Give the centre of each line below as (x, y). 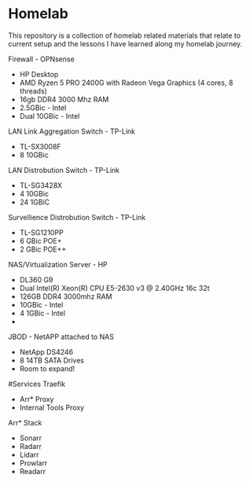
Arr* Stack (25, 422)
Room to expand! (47, 368)
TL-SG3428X (41, 185)
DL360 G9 (36, 279)
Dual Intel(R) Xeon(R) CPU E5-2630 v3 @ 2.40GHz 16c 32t (114, 288)
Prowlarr (33, 463)
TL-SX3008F (40, 146)
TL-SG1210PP (42, 232)
